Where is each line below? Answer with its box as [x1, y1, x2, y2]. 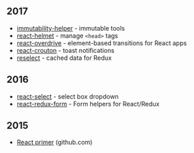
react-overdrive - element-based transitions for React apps [16, 38, 187, 47]
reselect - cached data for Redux [16, 54, 112, 62]
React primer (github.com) [16, 138, 93, 147]
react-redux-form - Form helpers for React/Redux [16, 99, 160, 108]
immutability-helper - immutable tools [16, 24, 125, 32]
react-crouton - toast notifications [16, 46, 114, 54]
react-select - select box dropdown [16, 92, 119, 100]
